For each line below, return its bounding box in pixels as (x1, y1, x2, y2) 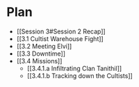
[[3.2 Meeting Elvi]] (16, 42, 72, 50)
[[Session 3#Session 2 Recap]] (16, 27, 106, 35)
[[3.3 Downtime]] (16, 49, 66, 58)
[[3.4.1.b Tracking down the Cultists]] (26, 71, 133, 80)
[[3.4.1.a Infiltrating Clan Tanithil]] (26, 64, 122, 72)
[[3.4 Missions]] (16, 56, 63, 65)
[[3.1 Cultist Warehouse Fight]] (16, 34, 104, 42)
